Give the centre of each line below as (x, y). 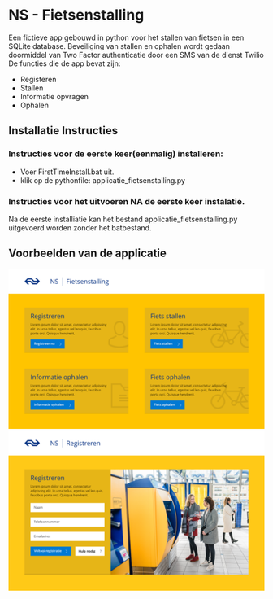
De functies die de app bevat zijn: (65, 63)
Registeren (38, 79)
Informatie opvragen (54, 96)
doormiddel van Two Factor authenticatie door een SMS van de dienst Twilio (136, 55)
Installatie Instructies (63, 131)
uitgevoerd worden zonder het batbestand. (80, 227)
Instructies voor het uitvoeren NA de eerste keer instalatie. (127, 201)
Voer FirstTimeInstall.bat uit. (67, 172)
